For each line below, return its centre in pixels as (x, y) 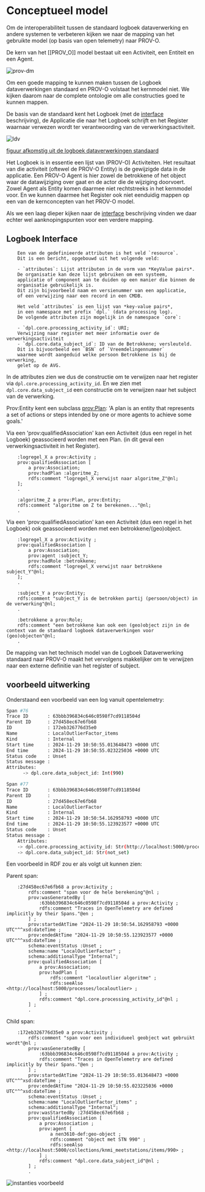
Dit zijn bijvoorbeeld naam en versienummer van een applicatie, (102, 290)
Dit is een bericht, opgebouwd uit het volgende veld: (88, 258)
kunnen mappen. (27, 102)
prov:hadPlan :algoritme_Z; (64, 473)
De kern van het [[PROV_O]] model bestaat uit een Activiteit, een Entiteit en (100, 52)
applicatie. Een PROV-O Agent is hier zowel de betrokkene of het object (96, 175)
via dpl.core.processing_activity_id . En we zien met (74, 383)
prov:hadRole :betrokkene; (63, 561)
